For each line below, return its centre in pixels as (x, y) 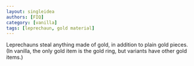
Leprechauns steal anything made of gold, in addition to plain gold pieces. (97, 45)
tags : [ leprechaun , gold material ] (50, 28)
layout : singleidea (30, 11)
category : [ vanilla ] (32, 22)
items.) (15, 57)
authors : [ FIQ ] (25, 17)
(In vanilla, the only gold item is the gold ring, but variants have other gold (97, 51)
